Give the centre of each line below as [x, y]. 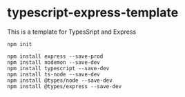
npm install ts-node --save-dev [53, 74]
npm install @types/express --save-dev [65, 86]
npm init [20, 44]
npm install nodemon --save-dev [53, 62]
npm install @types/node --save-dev [60, 80]
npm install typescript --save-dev [58, 68]
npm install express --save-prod [55, 56]
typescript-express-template [93, 13]
